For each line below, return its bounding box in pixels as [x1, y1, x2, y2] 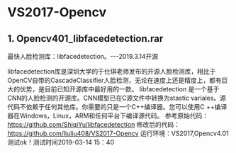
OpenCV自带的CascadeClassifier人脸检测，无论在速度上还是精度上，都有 [7, 76, 222, 84]
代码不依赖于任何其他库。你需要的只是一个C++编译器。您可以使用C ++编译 [7, 103, 227, 110]
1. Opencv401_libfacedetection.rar [7, 33, 164, 45]
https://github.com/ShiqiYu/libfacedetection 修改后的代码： [7, 120, 181, 128]
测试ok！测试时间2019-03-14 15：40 [7, 138, 115, 146]
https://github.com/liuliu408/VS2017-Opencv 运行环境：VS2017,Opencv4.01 [7, 129, 229, 137]
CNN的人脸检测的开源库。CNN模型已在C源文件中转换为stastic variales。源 [7, 93, 227, 102]
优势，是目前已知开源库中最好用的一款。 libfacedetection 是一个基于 [19, 85, 220, 93]
